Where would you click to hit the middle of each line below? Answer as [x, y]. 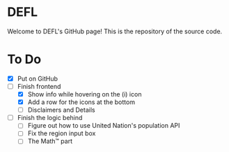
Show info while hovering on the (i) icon [85, 94]
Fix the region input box [62, 133]
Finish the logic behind [50, 118]
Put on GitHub [37, 78]
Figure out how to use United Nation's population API [104, 126]
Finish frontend [39, 86]
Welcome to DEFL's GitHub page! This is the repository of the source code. [115, 31]
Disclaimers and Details [61, 110]
